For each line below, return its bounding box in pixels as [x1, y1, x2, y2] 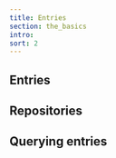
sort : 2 [9, 38, 39, 48]
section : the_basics [9, 22, 88, 31]
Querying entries [9, 133, 108, 150]
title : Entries [9, 13, 67, 23]
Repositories [9, 104, 83, 119]
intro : [9, 30, 34, 39]
